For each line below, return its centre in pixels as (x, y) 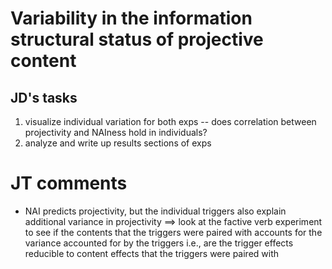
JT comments (69, 183)
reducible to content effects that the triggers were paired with (152, 253)
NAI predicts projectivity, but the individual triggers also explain (155, 211)
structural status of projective (137, 39)
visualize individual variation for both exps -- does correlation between (170, 121)
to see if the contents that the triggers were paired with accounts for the (173, 232)
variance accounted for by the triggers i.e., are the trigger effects (159, 243)
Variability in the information (131, 18)
